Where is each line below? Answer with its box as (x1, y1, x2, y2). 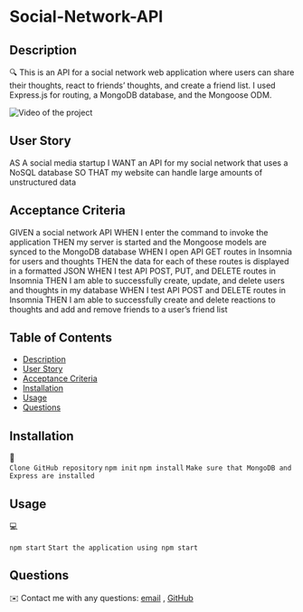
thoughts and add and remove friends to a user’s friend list (9, 303, 228, 314)
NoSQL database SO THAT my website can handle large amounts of (9, 167, 263, 177)
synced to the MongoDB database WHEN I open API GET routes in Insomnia (9, 246, 292, 257)
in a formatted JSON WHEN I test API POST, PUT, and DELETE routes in (9, 265, 276, 276)
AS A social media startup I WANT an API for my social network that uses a (9, 157, 289, 168)
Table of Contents (9, 330, 113, 346)
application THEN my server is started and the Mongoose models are (9, 236, 267, 247)
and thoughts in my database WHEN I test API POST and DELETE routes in (9, 284, 287, 295)
